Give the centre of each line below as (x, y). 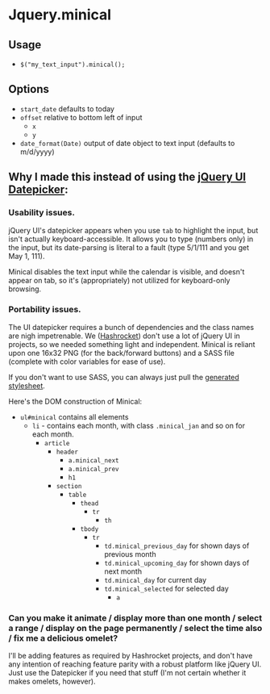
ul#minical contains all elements (74, 416)
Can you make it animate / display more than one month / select (135, 617)
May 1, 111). (27, 256)
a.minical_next (93, 460)
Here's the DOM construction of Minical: (75, 401)
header (67, 452)
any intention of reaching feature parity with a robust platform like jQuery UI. (135, 664)
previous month (130, 554)
